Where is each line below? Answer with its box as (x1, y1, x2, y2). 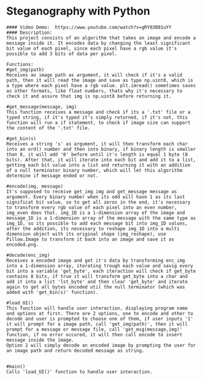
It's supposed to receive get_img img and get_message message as (6, 188, 177, 194)
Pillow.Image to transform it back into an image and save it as (6, 236, 174, 242)
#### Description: (6, 29, 53, 36)
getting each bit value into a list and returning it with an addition (6, 162, 191, 168)
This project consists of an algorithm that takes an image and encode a (6, 35, 197, 41)
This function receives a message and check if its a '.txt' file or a (6, 109, 191, 115)
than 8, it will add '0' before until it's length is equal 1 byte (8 (6, 151, 188, 157)
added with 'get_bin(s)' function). (6, 289, 99, 295)
